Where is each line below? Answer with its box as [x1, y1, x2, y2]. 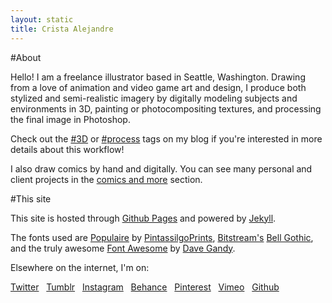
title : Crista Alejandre [10, 24, 114, 34]
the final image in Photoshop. [10, 113, 131, 125]
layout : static [10, 14, 74, 25]
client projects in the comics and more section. [10, 173, 203, 185]
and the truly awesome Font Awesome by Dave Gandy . [10, 242, 236, 254]
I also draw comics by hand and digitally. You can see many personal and [10, 162, 313, 175]
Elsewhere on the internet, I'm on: [10, 261, 150, 273]
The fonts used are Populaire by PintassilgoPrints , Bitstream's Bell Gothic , [10, 231, 314, 243]
